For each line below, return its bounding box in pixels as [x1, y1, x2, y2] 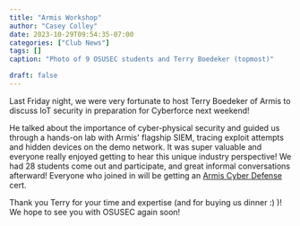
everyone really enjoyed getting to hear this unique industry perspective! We [9, 151, 292, 161]
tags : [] [9, 47, 42, 56]
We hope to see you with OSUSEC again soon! [9, 206, 181, 217]
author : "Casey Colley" [9, 22, 99, 30]
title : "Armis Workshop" [9, 13, 102, 22]
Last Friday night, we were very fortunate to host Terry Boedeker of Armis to [9, 95, 291, 106]
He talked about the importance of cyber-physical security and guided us [9, 122, 280, 133]
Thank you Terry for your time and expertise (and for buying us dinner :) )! [9, 196, 282, 207]
